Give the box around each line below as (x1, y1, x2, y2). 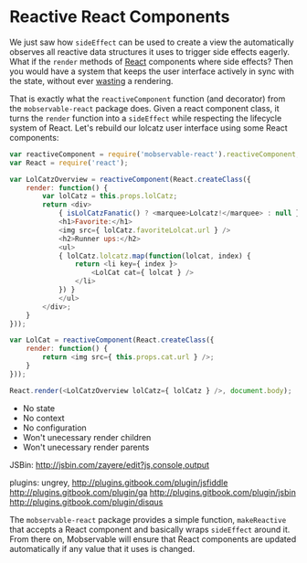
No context (22, 412, 66, 423)
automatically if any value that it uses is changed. (9, 543, 196, 554)
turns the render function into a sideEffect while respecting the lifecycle (9, 112, 282, 123)
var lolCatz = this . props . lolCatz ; (42, 192, 178, 201)
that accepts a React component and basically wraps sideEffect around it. (9, 524, 291, 535)
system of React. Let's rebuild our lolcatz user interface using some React (9, 122, 288, 133)
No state (22, 402, 56, 413)
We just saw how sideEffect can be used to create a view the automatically (9, 37, 294, 48)
